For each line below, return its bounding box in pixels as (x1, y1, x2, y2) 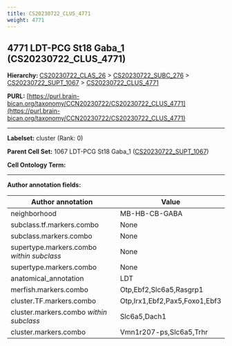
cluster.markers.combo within (10, 307, 107, 317)
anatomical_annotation (10, 274, 84, 284)
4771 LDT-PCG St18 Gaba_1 (7, 42, 125, 54)
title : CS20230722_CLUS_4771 (7, 10, 91, 17)
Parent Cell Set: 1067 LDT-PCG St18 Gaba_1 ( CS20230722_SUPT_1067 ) (7, 147, 209, 156)
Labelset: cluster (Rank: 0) (7, 134, 84, 143)
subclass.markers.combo (10, 231, 93, 241)
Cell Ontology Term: (7, 161, 66, 170)
